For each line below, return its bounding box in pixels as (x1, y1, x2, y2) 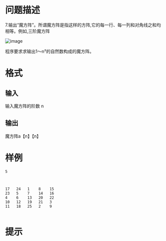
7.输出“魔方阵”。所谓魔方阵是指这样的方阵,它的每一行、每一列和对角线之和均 (5, 22, 161, 28)
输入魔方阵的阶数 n (5, 103, 44, 109)
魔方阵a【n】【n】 (5, 133, 41, 139)
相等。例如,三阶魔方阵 (5, 28, 51, 34)
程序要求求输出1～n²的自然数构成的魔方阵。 (5, 48, 94, 54)
